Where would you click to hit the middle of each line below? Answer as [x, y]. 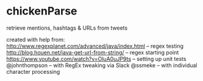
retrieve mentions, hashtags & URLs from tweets [67, 28]
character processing [33, 71]
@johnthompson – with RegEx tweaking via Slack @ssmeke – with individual [102, 65]
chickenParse [42, 11]
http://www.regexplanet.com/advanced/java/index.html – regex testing [95, 46]
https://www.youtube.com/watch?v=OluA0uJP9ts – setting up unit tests [96, 59]
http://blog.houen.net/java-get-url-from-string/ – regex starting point [93, 52]
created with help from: [36, 39]
